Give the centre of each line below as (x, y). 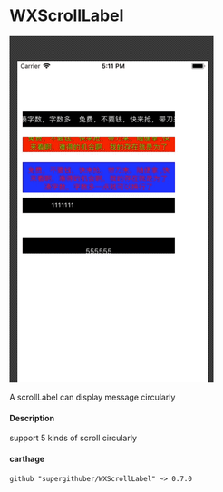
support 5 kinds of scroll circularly (73, 438)
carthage (27, 458)
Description (32, 418)
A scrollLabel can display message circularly (92, 397)
